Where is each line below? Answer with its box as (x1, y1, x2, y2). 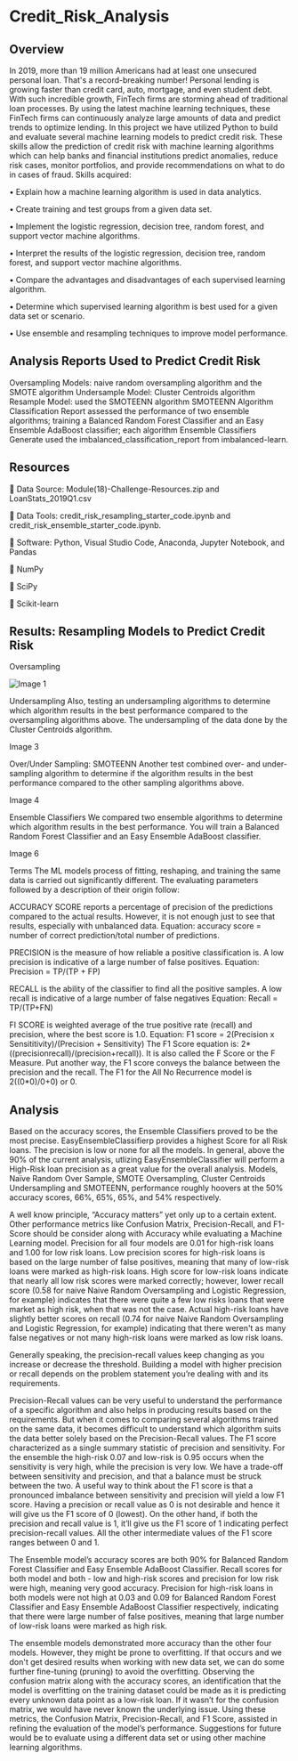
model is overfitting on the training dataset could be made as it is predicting (9, 1685, 286, 1696)
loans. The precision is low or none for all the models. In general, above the (9, 1145, 285, 1156)
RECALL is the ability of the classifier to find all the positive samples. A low (9, 984, 283, 994)
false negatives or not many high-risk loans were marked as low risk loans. (9, 1333, 284, 1343)
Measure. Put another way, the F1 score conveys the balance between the (9, 1058, 280, 1068)
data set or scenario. (9, 311, 85, 321)
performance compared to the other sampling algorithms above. (9, 777, 245, 789)
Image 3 (9, 742, 40, 752)
